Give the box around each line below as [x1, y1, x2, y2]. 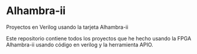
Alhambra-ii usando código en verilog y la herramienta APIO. [6, 41, 153, 48]
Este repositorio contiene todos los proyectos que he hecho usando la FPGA [6, 35, 192, 42]
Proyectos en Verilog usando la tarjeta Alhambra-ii [6, 23, 129, 31]
